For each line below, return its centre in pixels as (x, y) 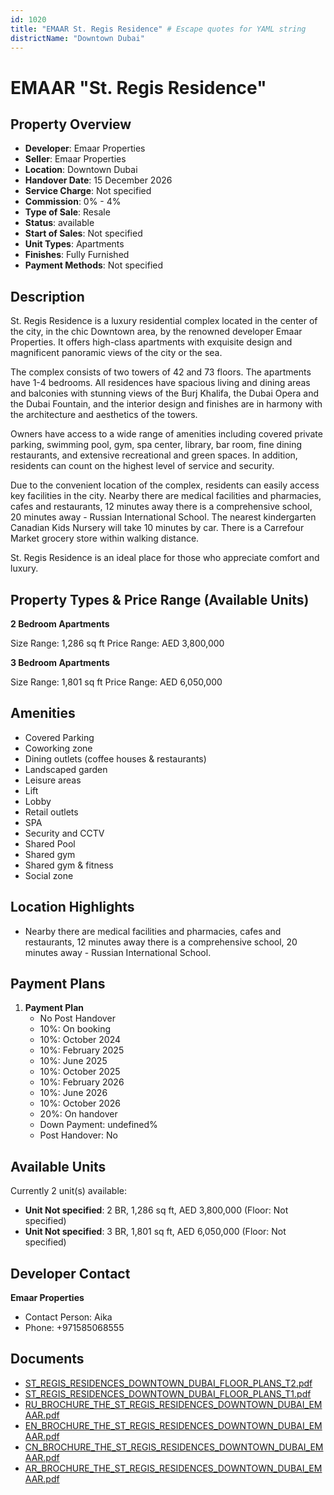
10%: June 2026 (73, 1093)
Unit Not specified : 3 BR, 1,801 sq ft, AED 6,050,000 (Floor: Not (155, 1232)
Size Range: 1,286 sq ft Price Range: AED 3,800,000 (117, 643)
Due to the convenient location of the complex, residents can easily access (165, 485)
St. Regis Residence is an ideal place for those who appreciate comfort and (165, 558)
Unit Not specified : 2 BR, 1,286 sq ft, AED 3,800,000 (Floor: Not (156, 1210)
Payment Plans (58, 984)
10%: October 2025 (80, 1072)
